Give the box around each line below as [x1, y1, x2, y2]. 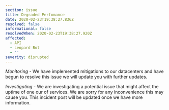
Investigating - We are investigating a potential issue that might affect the [5, 84, 159, 90]
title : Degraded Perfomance [5, 12, 65, 17]
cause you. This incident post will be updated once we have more [5, 94, 143, 100]
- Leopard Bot [10, 45, 40, 50]
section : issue [5, 7, 38, 13]
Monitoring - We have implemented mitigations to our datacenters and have [5, 68, 164, 75]
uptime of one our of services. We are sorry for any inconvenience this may [5, 89, 164, 95]
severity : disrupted [5, 54, 49, 60]
